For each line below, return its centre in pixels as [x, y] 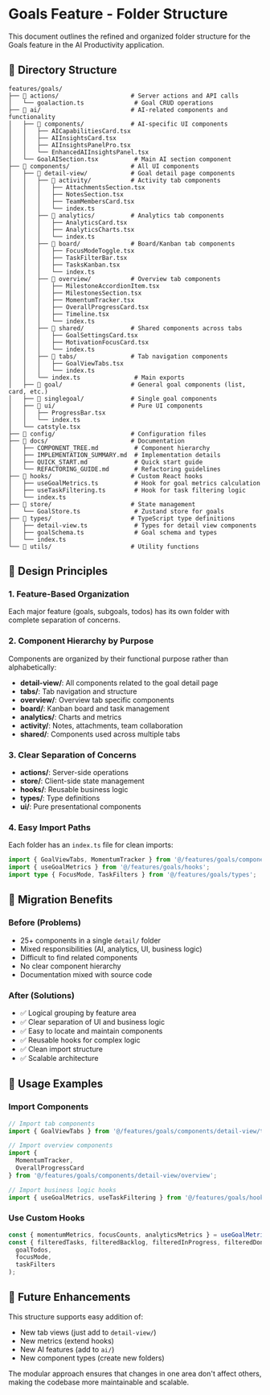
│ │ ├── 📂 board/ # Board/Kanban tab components [122, 244]
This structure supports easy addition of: [76, 1316]
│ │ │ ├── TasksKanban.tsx [64, 265]
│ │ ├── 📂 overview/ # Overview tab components [115, 279]
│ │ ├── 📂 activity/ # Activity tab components [115, 180]
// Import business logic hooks [62, 1190]
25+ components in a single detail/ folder [90, 940]
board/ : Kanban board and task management [95, 708]
